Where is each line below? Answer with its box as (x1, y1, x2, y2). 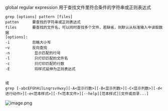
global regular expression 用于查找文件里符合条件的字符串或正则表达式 (5, 4, 151, 10)
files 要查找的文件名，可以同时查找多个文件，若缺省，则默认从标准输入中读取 (5, 25, 159, 30)
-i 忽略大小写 (5, 40, 51, 45)
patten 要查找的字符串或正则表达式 (5, 19, 81, 24)
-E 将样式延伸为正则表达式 (5, 66, 76, 71)
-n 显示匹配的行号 (5, 50, 61, 55)
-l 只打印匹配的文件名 (5, 56, 69, 61)
